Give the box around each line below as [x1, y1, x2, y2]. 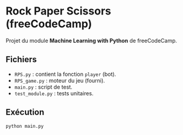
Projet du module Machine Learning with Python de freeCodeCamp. [5, 37, 178, 44]
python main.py [5, 123, 44, 129]
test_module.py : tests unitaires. [14, 89, 94, 97]
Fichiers [5, 54, 37, 64]
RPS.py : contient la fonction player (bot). [14, 71, 117, 78]
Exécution [5, 107, 45, 118]
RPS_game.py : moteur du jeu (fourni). [14, 77, 105, 84]
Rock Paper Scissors [5, 4, 111, 18]
